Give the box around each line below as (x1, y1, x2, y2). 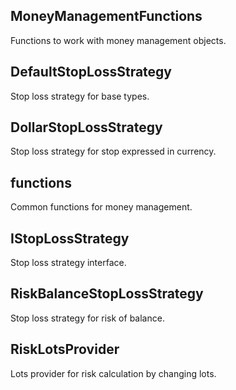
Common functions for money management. (10, 201, 193, 213)
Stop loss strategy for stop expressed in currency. (10, 145, 217, 158)
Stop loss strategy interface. (10, 257, 127, 269)
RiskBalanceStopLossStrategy (10, 285, 204, 303)
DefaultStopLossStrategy (10, 64, 173, 81)
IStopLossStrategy (10, 230, 130, 247)
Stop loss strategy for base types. (10, 90, 150, 102)
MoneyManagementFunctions (10, 8, 203, 25)
